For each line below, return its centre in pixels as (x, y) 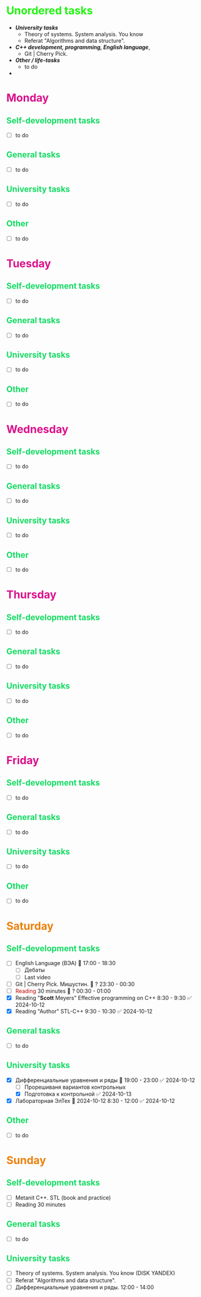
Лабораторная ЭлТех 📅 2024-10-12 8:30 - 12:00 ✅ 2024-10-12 (95, 1100)
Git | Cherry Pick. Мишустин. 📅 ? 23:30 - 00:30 (75, 984)
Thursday (31, 595)
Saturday (30, 926)
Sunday (26, 1160)
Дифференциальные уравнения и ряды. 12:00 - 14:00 (84, 1287)
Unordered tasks (50, 11)
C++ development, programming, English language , (83, 47)
